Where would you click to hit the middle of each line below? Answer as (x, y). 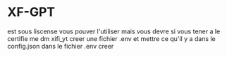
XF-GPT (31, 12)
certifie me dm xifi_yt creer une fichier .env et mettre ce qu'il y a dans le (112, 38)
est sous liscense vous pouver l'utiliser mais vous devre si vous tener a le (114, 31)
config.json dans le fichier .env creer (61, 46)
